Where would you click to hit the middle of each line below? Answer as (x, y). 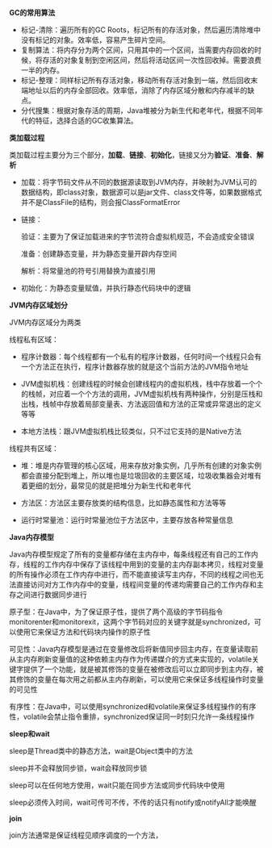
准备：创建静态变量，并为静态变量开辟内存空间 (98, 254)
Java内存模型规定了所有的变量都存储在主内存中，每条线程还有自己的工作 (130, 554)
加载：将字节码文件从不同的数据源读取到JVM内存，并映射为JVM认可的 (139, 182)
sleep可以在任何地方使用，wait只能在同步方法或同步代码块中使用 (117, 785)
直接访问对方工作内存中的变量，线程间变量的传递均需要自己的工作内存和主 (140, 585)
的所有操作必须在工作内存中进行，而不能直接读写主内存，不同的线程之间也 (133, 574)
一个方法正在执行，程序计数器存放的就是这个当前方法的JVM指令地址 (135, 367)
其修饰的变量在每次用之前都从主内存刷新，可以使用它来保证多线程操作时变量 (136, 679)
